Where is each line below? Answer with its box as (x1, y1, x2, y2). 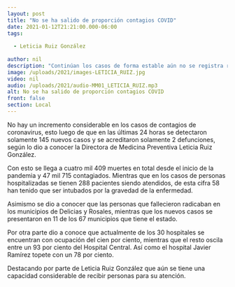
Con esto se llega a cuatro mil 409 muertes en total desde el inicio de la (7, 164, 214, 172)
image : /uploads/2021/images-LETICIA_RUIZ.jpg (7, 69, 145, 76)
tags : (7, 29, 23, 37)
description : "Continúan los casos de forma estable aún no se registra (7, 62, 224, 69)
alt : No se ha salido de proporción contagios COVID (7, 88, 164, 95)
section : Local (7, 101, 52, 108)
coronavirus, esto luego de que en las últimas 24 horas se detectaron (7, 127, 208, 136)
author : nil (7, 56, 42, 63)
